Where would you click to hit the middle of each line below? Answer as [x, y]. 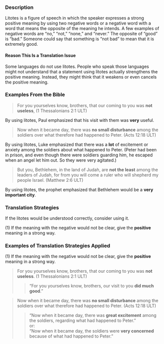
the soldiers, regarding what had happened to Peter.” [82, 320]
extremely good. [22, 44]
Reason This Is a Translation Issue [40, 55]
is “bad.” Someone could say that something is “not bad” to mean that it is [80, 39]
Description [19, 7]
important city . [21, 195]
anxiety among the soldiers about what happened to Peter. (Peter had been [81, 149]
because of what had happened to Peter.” [71, 336]
